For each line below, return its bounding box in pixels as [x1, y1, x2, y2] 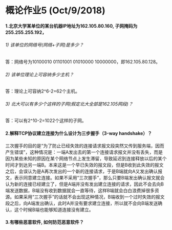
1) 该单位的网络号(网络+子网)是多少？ [5, 42, 84, 48]
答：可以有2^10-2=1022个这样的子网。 [5, 118, 87, 124]
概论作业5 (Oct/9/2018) [5, 5, 106, 16]
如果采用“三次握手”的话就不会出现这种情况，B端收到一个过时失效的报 [14, 194, 160, 200]
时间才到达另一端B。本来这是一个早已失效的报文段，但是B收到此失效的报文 [5, 162, 164, 168]
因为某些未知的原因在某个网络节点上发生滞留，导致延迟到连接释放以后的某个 [5, 155, 167, 162]
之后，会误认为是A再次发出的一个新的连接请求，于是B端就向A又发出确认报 [5, 168, 163, 174]
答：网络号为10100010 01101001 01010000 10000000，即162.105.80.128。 [5, 58, 160, 64]
